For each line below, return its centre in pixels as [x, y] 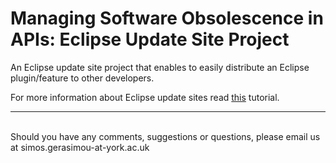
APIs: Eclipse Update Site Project [150, 39]
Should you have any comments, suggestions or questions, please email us [165, 136]
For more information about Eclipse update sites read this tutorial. [145, 97]
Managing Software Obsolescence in [167, 18]
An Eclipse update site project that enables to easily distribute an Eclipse [160, 67]
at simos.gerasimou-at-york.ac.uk [80, 147]
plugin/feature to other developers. [82, 78]
